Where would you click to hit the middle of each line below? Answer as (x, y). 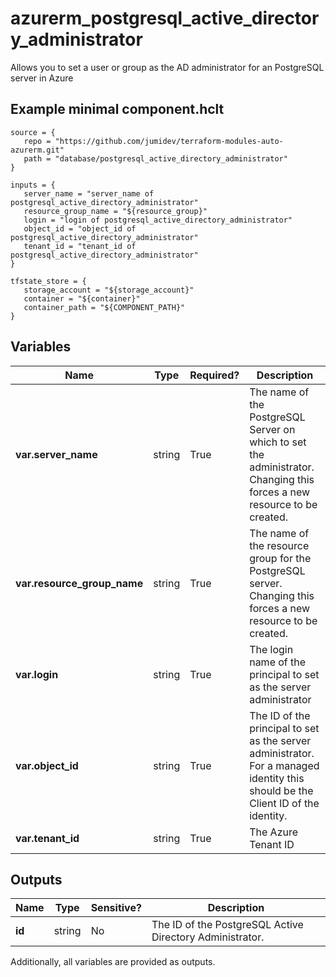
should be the (281, 790)
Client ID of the (284, 803)
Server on (272, 429)
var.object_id (47, 765)
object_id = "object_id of (80, 228)
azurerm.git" (37, 150)
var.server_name (56, 454)
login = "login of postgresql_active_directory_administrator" (158, 220)
